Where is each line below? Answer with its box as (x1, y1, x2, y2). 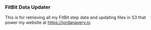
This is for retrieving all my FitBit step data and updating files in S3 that (5, 15, 146, 20)
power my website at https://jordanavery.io (5, 20, 91, 25)
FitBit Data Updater (5, 4, 51, 10)
